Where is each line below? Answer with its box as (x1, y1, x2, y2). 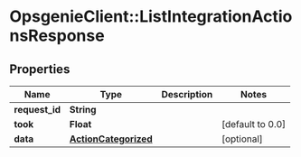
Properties (9, 61, 71, 77)
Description (161, 88, 213, 100)
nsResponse (9, 25, 106, 46)
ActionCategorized (69, 133, 153, 145)
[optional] (221, 133, 264, 145)
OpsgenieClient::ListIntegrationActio (9, 6, 293, 27)
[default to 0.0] (221, 118, 287, 130)
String (69, 104, 97, 115)
